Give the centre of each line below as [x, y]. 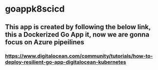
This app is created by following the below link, [78, 27]
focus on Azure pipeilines [45, 42]
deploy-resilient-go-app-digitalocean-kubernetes [66, 62]
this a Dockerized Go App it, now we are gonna [77, 34]
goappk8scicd [35, 9]
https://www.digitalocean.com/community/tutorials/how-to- [79, 56]
